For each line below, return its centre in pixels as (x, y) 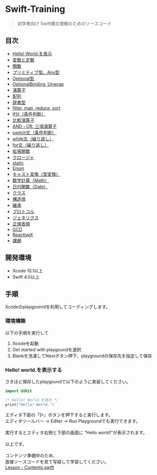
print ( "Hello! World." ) (30, 404)
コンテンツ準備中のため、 (31, 455)
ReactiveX (23, 235)
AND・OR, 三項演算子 (35, 126)
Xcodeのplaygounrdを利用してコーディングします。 (58, 307)
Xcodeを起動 (26, 343)
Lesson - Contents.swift (30, 467)
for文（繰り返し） (31, 145)
